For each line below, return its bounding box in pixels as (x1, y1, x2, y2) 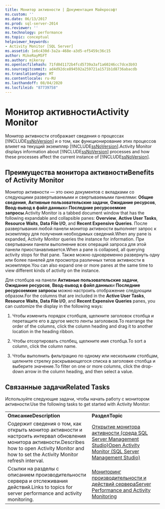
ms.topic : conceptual (5, 35, 50, 40)
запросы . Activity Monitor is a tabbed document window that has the (5, 210, 145, 216)
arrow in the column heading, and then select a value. (25, 369, 134, 374)
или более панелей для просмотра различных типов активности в (5, 257, 145, 263)
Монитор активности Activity (5, 106, 129, 117)
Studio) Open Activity (91, 442, 140, 449)
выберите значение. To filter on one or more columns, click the (12, 363, 141, 370)
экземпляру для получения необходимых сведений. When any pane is (5, 231, 152, 237)
